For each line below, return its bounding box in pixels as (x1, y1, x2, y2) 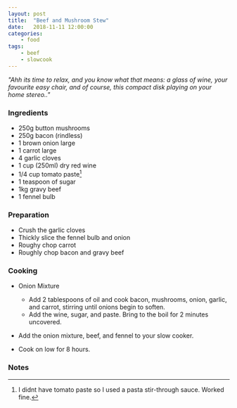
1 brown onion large (18, 139, 76, 148)
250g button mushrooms (18, 124, 91, 132)
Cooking (8, 265, 38, 275)
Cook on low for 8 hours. (18, 345, 91, 354)
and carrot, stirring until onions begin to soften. (28, 303, 166, 312)
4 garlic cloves (18, 154, 62, 162)
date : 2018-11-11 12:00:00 (8, 23, 94, 30)
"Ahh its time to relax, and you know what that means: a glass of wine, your (8, 75, 228, 84)
